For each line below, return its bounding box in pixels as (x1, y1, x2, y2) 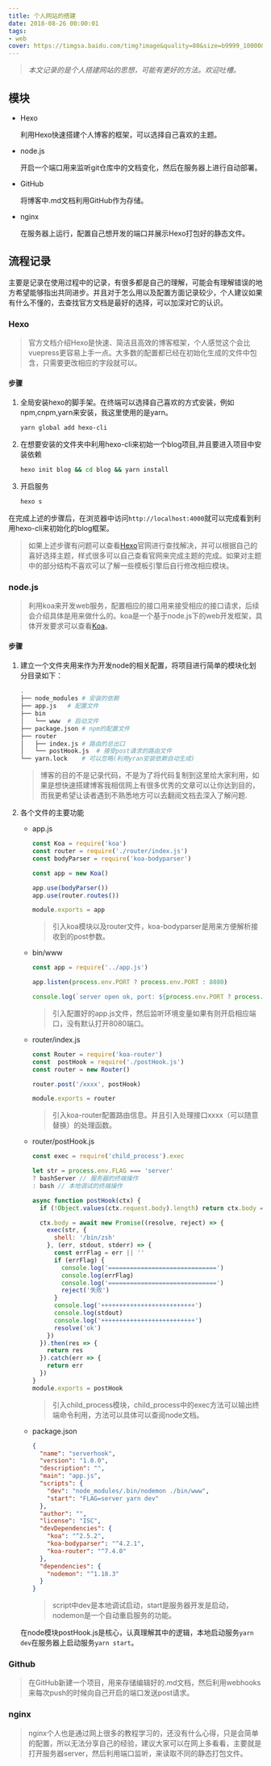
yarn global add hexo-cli (19, 424, 107, 432)
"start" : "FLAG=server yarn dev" (47, 1494, 160, 1502)
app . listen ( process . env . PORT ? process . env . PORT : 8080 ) (31, 979, 228, 987)
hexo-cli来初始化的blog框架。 (15, 523, 115, 533)
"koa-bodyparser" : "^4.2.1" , (47, 1539, 145, 1547)
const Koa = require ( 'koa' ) (31, 839, 127, 848)
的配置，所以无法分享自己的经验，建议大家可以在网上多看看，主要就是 (27, 1738, 262, 1748)
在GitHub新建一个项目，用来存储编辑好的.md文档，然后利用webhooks (27, 1678, 261, 1687)
